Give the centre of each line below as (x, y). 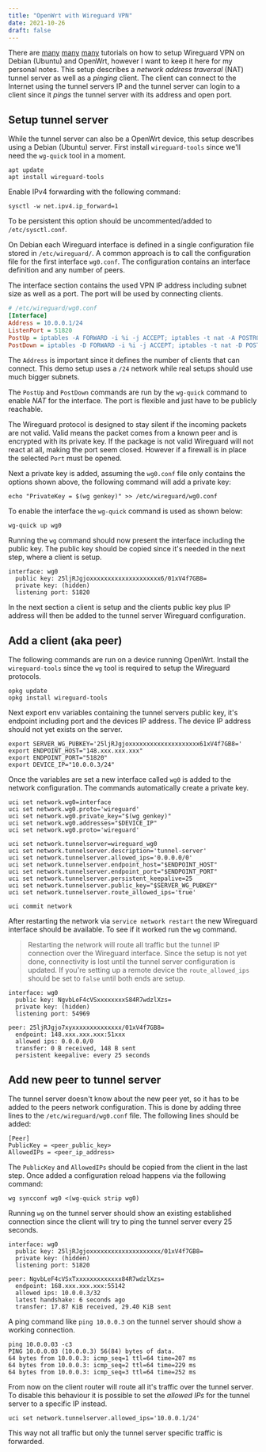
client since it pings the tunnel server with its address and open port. (120, 95)
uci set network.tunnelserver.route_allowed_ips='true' (102, 893)
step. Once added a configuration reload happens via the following (117, 1176)
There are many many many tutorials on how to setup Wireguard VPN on (127, 53)
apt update (26, 170)
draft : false (30, 30)
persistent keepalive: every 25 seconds (83, 1056)
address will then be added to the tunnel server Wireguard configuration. (127, 615)
